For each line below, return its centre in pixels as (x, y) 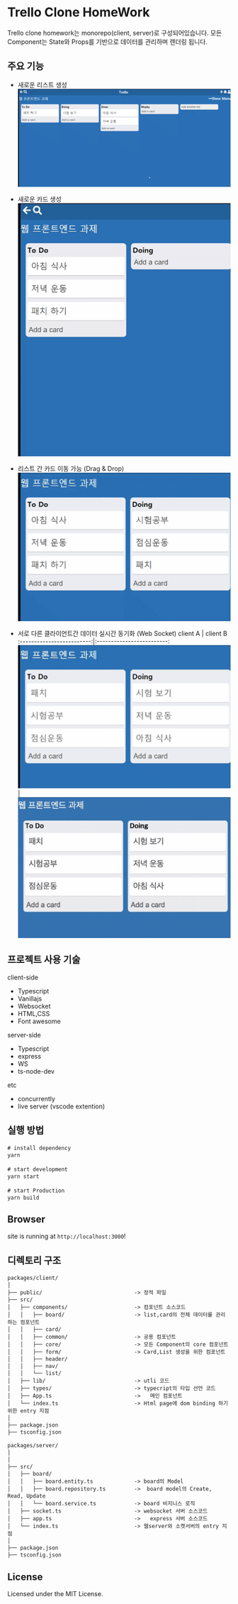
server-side (24, 1035)
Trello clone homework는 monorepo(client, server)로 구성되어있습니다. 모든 (115, 33)
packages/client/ (33, 1278)
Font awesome (39, 1021)
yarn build (23, 1198)
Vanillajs (30, 998)
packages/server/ (33, 1446)
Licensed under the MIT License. (55, 1593)
